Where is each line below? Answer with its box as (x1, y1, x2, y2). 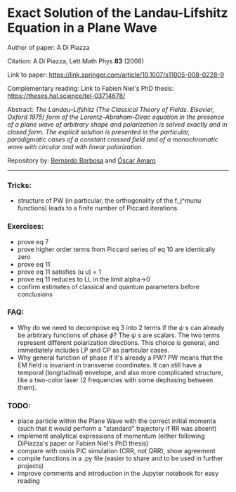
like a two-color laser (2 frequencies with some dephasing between (17, 375, 214, 384)
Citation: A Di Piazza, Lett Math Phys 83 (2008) (7, 56, 145, 65)
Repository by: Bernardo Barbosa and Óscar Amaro (7, 156, 156, 165)
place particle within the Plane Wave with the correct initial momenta (17, 417, 216, 425)
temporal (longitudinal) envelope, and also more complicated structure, (17, 368, 223, 377)
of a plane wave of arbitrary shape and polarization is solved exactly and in (7, 120, 228, 128)
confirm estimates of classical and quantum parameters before (17, 282, 200, 291)
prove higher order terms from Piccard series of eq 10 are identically (17, 245, 216, 253)
